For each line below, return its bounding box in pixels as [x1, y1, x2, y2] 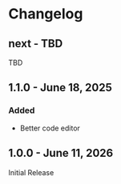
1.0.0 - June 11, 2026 [8, 146, 114, 160]
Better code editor [19, 123, 80, 133]
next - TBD [8, 37, 63, 50]
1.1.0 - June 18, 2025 [8, 81, 112, 94]
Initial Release [8, 167, 54, 177]
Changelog [8, 5, 83, 23]
